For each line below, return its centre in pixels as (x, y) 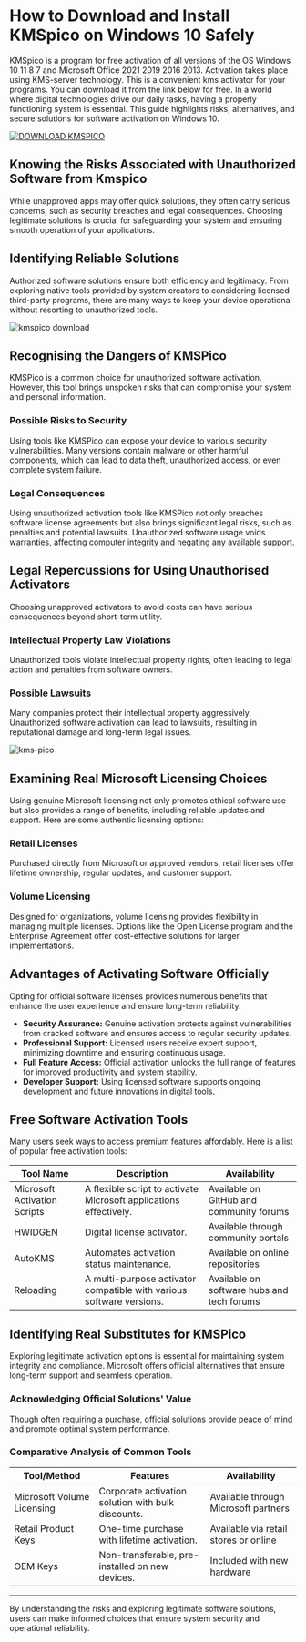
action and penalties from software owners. (91, 669)
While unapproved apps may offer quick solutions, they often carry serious (150, 200)
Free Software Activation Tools (99, 1120)
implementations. (42, 945)
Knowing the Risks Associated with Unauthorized (153, 165)
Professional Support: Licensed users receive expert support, (140, 1043)
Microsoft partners (250, 1508)
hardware (230, 1572)
